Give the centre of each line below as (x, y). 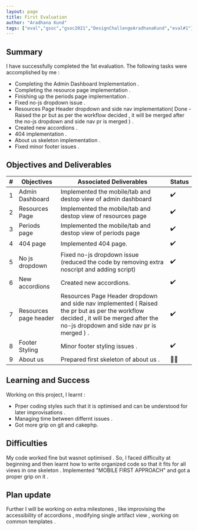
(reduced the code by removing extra (112, 262)
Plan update (29, 495)
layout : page (22, 12)
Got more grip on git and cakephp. (56, 425)
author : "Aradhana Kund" (37, 22)
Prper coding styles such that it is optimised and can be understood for (101, 406)
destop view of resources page (103, 216)
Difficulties (27, 443)
